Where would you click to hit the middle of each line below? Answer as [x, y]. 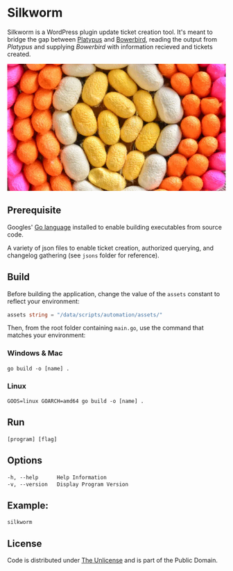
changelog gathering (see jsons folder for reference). [83, 255]
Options [25, 460]
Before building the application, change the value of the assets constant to [114, 293]
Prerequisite [34, 211]
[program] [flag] [32, 439]
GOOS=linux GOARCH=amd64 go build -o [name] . [76, 401]
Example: [28, 505]
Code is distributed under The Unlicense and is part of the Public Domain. [113, 561]
